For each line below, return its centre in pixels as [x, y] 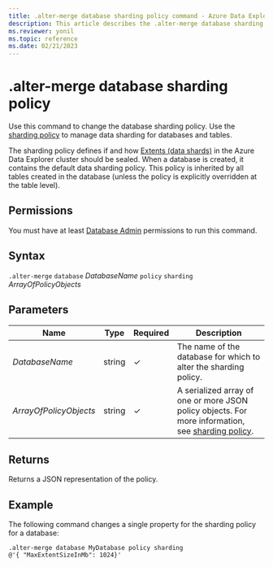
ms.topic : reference [43, 39]
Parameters [39, 310]
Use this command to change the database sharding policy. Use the [122, 126]
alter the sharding [210, 367]
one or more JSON [212, 400]
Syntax [27, 256]
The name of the [208, 347]
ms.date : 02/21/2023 [43, 46]
